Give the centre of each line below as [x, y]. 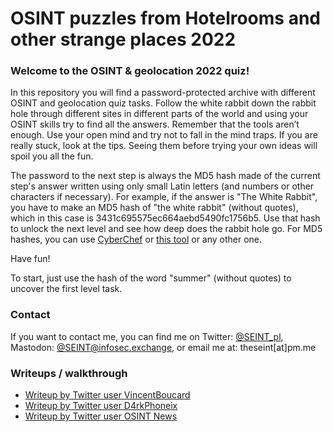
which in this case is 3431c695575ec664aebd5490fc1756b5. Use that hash [165, 218]
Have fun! [30, 259]
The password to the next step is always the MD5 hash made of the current [165, 176]
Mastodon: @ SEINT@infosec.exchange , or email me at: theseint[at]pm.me [163, 347]
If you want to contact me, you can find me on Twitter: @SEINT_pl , [147, 336]
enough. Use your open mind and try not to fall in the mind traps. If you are [164, 135]
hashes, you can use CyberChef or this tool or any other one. [136, 239]
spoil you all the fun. [52, 156]
